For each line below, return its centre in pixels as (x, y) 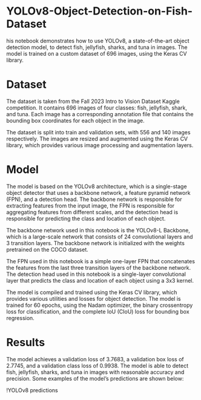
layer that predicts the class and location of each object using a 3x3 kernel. (100, 280)
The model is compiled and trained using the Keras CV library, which (92, 292)
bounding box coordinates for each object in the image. (75, 120)
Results (26, 343)
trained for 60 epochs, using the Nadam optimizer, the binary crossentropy (100, 305)
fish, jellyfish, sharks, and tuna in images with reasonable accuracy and (95, 372)
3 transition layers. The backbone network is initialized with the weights (95, 243)
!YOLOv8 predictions (32, 390)
